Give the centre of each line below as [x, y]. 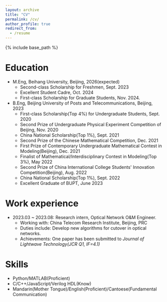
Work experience [42, 204]
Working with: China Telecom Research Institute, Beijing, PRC [83, 223]
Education [27, 68]
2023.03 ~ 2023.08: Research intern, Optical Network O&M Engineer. [85, 217]
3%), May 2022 [36, 162]
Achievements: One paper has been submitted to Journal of [82, 239]
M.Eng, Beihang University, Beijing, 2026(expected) [66, 81]
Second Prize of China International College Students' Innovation [87, 167]
